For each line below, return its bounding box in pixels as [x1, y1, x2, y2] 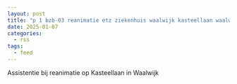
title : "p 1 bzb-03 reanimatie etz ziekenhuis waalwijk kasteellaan [7, 17, 213, 24]
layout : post [7, 10, 46, 17]
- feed [13, 50, 33, 57]
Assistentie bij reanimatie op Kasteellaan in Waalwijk [7, 68, 159, 77]
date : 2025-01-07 [7, 23, 59, 30]
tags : [7, 43, 23, 50]
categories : [7, 29, 42, 37]
